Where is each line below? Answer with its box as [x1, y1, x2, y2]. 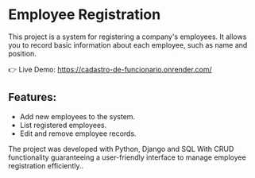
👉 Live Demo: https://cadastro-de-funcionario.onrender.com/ [8, 64, 212, 74]
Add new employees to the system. [19, 111, 136, 121]
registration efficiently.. [8, 161, 84, 170]
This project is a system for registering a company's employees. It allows [8, 32, 247, 41]
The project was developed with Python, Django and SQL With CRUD [8, 144, 234, 153]
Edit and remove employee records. [19, 129, 137, 138]
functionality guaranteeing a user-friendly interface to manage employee [8, 153, 246, 162]
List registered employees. [19, 120, 107, 130]
